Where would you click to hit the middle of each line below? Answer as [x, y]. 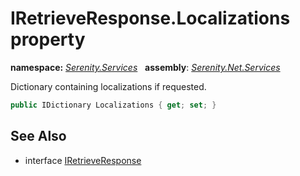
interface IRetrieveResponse [83, 160]
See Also [38, 136]
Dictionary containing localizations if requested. [108, 86]
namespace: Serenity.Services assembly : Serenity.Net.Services [145, 67]
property [48, 39]
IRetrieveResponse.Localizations [150, 18]
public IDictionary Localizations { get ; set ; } [113, 105]
